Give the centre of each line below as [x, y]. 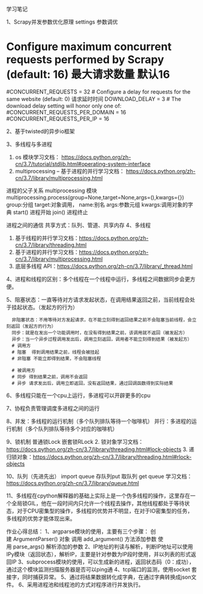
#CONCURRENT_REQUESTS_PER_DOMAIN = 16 [66, 112]
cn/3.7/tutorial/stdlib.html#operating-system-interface [83, 164]
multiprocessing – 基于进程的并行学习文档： [70, 171]
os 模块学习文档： [38, 157]
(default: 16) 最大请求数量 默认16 [88, 74]
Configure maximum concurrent [89, 47]
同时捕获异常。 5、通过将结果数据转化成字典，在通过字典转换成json [107, 577]
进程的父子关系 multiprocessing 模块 [52, 190]
